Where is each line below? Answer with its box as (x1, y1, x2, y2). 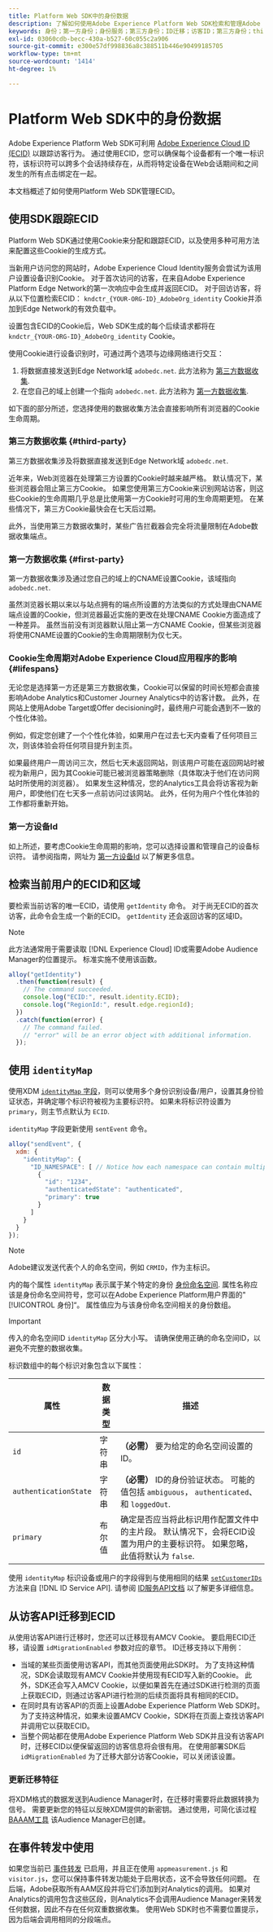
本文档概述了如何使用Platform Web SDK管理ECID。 (8, 186, 180, 195)
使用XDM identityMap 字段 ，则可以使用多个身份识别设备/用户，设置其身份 (8, 1087, 257, 1096)
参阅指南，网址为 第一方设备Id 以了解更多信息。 (38, 851, 199, 861)
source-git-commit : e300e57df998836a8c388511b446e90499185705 (8, 42, 223, 50)
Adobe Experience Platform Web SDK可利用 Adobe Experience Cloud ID (8, 138, 250, 147)
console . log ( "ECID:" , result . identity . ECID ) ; (23, 993, 180, 1002)
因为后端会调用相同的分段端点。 (8, 1915, 115, 1925)
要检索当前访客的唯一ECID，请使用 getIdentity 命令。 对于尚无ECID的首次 (8, 901, 258, 911)
